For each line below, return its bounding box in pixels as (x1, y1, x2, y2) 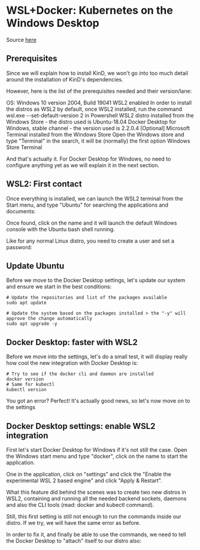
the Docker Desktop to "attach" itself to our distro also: (6, 537, 142, 544)
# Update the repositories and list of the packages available (6, 295, 168, 301)
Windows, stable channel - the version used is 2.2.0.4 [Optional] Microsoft (6, 124, 190, 132)
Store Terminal (6, 143, 43, 150)
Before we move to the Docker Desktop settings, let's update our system (6, 277, 186, 284)
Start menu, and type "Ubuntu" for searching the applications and (6, 201, 169, 208)
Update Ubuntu (6, 261, 65, 271)
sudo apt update (6, 300, 47, 306)
